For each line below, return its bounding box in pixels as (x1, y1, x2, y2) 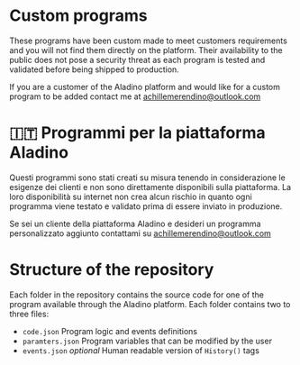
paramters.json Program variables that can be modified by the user (22, 335, 273, 346)
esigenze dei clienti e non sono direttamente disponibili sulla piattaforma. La (9, 181, 291, 192)
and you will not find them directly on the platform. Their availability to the (9, 44, 283, 55)
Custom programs (9, 5, 148, 26)
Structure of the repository (9, 260, 214, 280)
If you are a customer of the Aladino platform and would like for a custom (9, 81, 281, 92)
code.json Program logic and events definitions (22, 325, 198, 336)
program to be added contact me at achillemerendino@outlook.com (9, 91, 261, 102)
